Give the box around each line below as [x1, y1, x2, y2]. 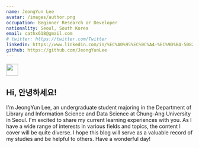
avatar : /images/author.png [6, 14, 76, 20]
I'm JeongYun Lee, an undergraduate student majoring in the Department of [6, 104, 192, 111]
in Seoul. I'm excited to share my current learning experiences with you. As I [6, 116, 192, 123]
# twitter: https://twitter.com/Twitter [6, 36, 108, 42]
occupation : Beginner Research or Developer [6, 20, 118, 25]
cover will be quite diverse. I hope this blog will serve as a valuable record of [6, 128, 193, 136]
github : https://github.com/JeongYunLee [6, 47, 108, 53]
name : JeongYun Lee [6, 8, 54, 15]
